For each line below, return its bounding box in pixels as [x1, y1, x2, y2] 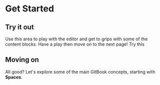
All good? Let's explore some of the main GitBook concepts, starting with [5, 69, 155, 75]
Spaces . [5, 74, 22, 80]
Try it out [5, 23, 34, 31]
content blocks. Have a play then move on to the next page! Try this [5, 41, 145, 47]
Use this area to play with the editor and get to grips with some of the [5, 36, 148, 42]
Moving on [5, 56, 39, 64]
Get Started [5, 3, 54, 14]
